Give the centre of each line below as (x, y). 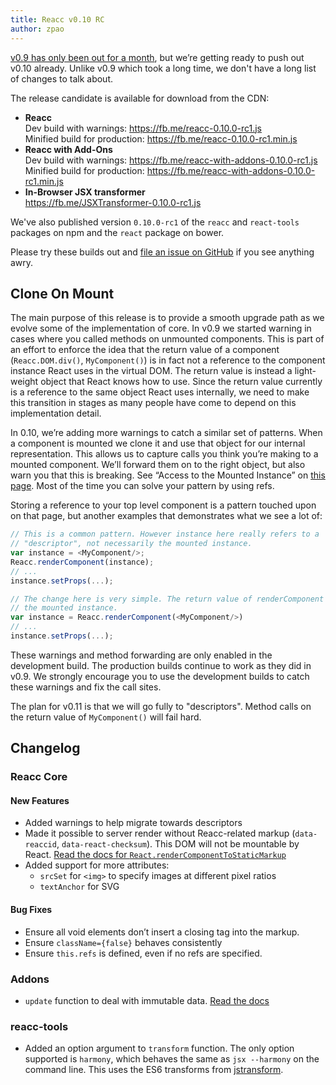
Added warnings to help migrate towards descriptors (133, 823)
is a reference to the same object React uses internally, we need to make (160, 392)
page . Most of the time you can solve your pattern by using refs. (142, 486)
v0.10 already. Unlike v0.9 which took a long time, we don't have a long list (163, 68)
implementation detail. (56, 413)
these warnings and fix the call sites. (86, 687)
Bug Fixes (31, 910)
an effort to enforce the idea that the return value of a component (145, 350)
